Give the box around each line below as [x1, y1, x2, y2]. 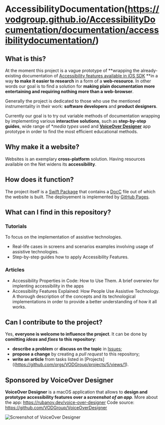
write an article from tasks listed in [12, 356, 84, 362]
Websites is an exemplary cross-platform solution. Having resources [5, 156, 145, 162]
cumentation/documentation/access [5, 25, 159, 35]
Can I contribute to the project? [5, 318, 103, 326]
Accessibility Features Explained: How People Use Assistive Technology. [12, 288, 160, 294]
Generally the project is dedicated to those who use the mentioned [5, 98, 140, 104]
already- [140, 68, 158, 73]
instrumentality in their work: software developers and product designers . [5, 104, 158, 109]
